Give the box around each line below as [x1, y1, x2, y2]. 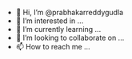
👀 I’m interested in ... [15, 16, 84, 26]
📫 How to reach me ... [15, 42, 90, 51]
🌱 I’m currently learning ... [15, 25, 102, 33]
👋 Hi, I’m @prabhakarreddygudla [15, 8, 124, 17]
